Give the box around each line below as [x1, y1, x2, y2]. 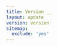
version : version [6, 20, 50, 26]
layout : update [6, 14, 44, 20]
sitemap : [6, 25, 28, 32]
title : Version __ [6, 8, 52, 15]
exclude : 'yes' [11, 31, 50, 37]
